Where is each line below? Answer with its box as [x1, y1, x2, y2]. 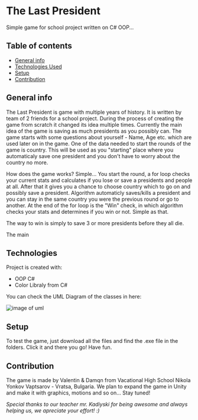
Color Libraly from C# [14, 281, 68, 288]
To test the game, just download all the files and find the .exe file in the [6, 338, 178, 345]
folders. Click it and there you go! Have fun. [6, 344, 112, 351]
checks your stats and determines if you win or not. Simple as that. [6, 208, 169, 215]
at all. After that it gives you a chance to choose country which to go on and [6, 182, 191, 190]
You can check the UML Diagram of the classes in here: [6, 293, 142, 300]
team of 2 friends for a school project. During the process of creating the [6, 114, 184, 122]
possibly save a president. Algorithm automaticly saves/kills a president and [6, 189, 191, 196]
